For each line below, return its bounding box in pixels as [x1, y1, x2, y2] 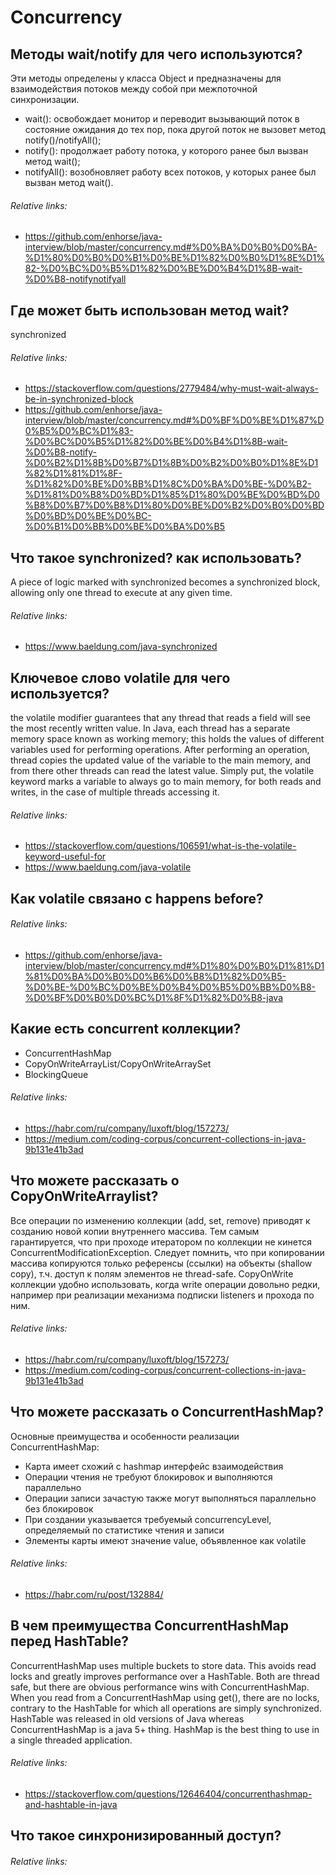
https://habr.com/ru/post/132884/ [24, 1588, 164, 1600]
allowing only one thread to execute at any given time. [10, 587, 233, 599]
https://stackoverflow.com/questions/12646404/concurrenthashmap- [24, 1787, 313, 1800]
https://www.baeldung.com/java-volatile [24, 861, 192, 873]
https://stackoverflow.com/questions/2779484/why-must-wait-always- [24, 382, 319, 395]
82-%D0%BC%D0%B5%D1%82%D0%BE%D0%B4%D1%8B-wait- [24, 262, 303, 275]
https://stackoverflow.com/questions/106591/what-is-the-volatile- [24, 840, 297, 852]
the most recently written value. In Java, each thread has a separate [10, 722, 291, 735]
